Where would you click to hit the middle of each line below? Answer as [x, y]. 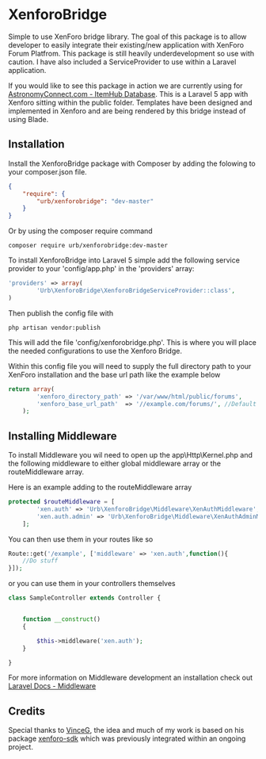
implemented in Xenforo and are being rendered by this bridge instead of [127, 111]
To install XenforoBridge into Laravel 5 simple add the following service [124, 260]
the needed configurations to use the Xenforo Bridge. [95, 351]
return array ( [32, 389]
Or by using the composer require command [80, 231]
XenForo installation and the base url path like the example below [114, 374]
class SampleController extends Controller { [84, 598]
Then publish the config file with [61, 313]
